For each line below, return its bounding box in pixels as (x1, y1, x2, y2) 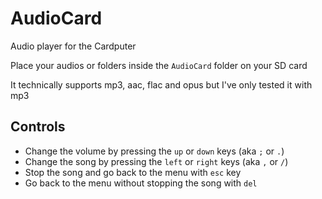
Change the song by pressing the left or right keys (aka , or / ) (24, 155, 289, 167)
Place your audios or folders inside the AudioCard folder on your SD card (10, 59, 308, 71)
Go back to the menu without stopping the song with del (24, 177, 258, 189)
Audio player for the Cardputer (10, 40, 137, 52)
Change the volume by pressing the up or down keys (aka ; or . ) (24, 145, 285, 157)
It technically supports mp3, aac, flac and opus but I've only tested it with (10, 78, 313, 91)
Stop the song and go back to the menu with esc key (24, 166, 242, 178)
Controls (10, 118, 66, 136)
